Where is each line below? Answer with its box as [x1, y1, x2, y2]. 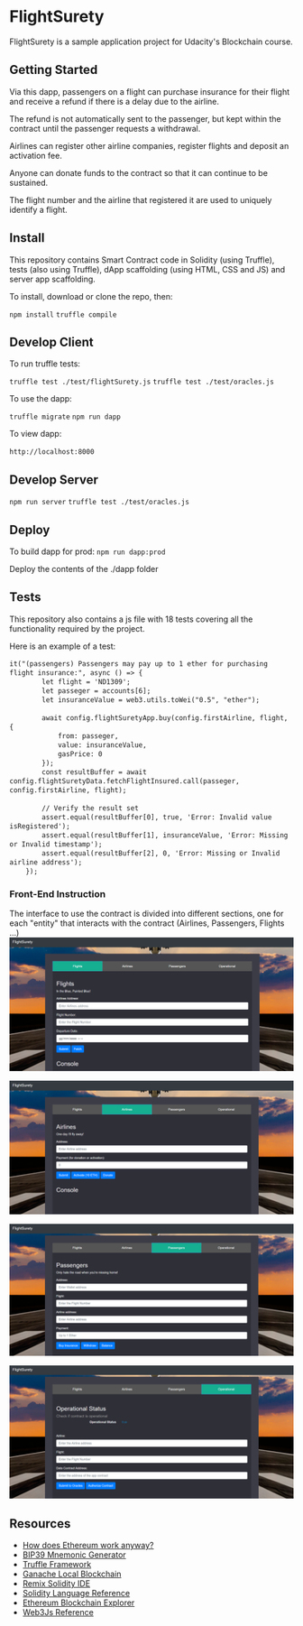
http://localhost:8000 [9, 448, 95, 457]
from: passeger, [57, 731, 119, 741]
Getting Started [9, 62, 98, 78]
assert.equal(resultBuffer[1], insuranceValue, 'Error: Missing [41, 830, 289, 840]
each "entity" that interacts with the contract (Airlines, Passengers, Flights [9, 918, 285, 928]
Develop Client [9, 334, 94, 349]
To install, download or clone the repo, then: [9, 291, 173, 301]
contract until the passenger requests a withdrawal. [9, 123, 201, 134]
